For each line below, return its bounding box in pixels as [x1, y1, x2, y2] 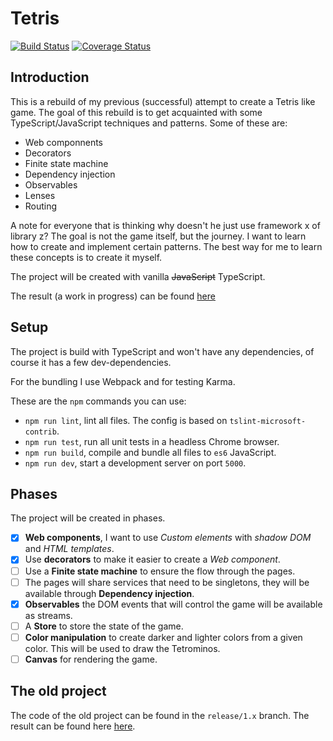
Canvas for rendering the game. [24, 653, 158, 665]
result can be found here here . [10, 720, 136, 732]
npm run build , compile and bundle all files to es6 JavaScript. [24, 446, 277, 458]
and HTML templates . [24, 543, 115, 555]
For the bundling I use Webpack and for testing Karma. [10, 375, 236, 387]
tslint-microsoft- [229, 416, 307, 426]
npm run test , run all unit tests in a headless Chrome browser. [24, 435, 280, 447]
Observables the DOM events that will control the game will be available [24, 598, 323, 610]
